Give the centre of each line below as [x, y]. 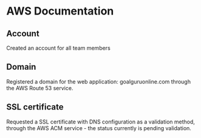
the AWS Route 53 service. [40, 88]
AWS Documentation [60, 11]
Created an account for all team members [58, 48]
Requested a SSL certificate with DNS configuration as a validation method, [101, 122]
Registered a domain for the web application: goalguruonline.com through [99, 81]
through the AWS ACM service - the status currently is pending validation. [99, 128]
